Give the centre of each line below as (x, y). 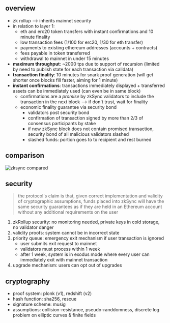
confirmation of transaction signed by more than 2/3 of (86, 118)
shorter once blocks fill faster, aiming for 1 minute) (65, 80)
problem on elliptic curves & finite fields (54, 315)
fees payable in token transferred (55, 53)
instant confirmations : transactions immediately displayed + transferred (89, 85)
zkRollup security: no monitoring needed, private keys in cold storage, (86, 222)
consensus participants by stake (62, 123)
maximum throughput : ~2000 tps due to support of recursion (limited (86, 64)
